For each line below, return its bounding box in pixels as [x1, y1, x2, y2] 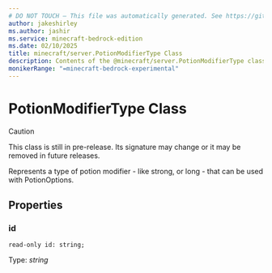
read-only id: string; [8, 241, 85, 250]
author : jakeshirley [8, 19, 79, 28]
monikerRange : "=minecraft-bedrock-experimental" [8, 65, 180, 73]
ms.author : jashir [8, 27, 70, 35]
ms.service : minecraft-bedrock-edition [8, 34, 143, 43]
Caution [8, 126, 35, 136]
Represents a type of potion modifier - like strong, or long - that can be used [8, 166, 264, 176]
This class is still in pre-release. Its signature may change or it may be [8, 142, 241, 151]
